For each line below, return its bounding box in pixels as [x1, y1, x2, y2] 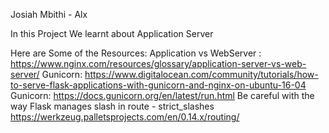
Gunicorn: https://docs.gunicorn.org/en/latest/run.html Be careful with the [10, 90, 315, 101]
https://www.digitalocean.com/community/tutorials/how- [84, 69, 319, 80]
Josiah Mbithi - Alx [10, 9, 88, 20]
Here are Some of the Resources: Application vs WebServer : [10, 47, 262, 59]
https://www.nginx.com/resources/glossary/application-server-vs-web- [10, 58, 307, 69]
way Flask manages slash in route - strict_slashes [10, 100, 215, 112]
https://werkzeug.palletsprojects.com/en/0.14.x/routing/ [10, 111, 240, 123]
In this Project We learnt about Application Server [10, 28, 214, 39]
